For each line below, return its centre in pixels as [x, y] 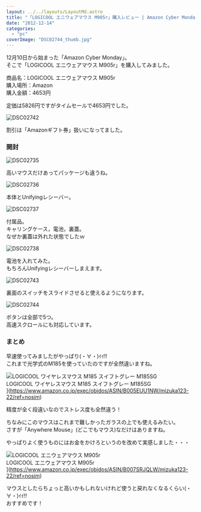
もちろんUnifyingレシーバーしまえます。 [56, 268]
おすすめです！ [25, 503]
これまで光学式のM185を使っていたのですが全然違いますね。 [81, 363]
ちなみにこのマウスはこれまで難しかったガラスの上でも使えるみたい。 [93, 422]
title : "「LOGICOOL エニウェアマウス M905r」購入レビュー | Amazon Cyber [93, 17]
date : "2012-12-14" [31, 23]
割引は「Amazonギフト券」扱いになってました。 [66, 130]
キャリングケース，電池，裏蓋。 [45, 229]
